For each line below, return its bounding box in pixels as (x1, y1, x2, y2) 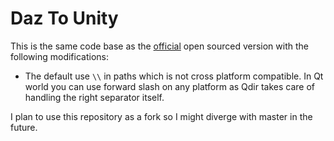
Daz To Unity (10, 7, 119, 30)
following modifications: (10, 50, 109, 62)
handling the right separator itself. (24, 91, 165, 103)
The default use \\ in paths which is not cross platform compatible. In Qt (24, 70, 324, 82)
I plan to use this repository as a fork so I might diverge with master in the (10, 110, 313, 122)
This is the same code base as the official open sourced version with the (10, 40, 309, 52)
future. (10, 121, 38, 133)
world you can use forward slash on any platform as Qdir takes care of (24, 80, 316, 92)
